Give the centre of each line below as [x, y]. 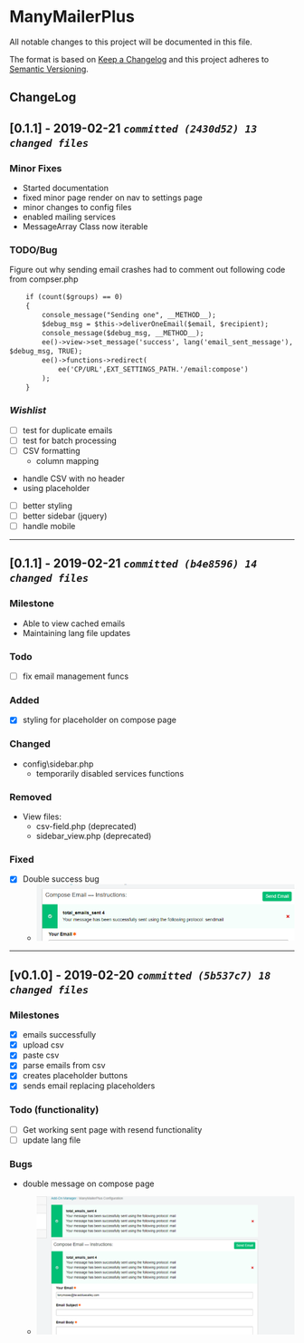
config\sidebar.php [58, 764]
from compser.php [44, 279]
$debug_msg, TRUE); [46, 352]
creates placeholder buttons [75, 1076]
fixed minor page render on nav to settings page [113, 198]
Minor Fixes [36, 168]
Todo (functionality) [54, 1110]
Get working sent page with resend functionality [112, 1129]
